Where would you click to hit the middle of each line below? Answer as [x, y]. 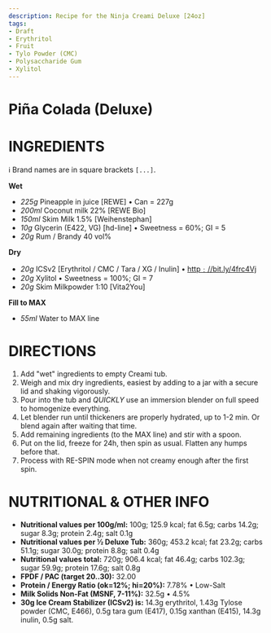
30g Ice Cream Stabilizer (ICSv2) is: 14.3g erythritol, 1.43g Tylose [131, 602]
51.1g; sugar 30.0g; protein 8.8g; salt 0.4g [90, 550]
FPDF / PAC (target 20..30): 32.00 [78, 576]
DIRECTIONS [52, 352]
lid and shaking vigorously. [65, 391]
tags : [17, 24]
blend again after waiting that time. [79, 425]
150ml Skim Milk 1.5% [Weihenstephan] [86, 219]
